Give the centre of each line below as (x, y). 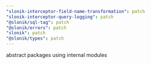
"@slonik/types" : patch (35, 38)
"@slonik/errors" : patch (36, 28)
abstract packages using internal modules (56, 55)
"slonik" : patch (26, 33)
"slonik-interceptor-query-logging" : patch (60, 17)
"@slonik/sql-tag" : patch (37, 22)
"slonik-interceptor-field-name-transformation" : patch (75, 11)
